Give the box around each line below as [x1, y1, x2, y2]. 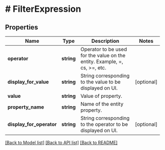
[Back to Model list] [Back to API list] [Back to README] [5, 140, 118, 146]
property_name [7, 104, 44, 110]
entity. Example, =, [80, 58, 124, 65]
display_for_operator [7, 121, 57, 127]
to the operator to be [80, 121, 128, 127]
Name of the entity [80, 101, 124, 107]
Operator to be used [80, 46, 127, 53]
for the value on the [80, 52, 126, 59]
